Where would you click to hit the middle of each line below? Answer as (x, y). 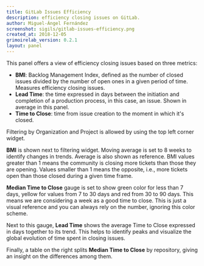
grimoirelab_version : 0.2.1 (42, 40)
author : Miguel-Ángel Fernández (47, 23)
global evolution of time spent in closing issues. (66, 238)
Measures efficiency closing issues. (60, 87)
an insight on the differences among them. (59, 256)
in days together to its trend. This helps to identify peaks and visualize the (99, 231)
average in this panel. (42, 107)
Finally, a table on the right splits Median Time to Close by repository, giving (102, 250)
